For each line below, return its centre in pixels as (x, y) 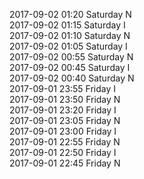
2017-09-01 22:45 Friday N (65, 163)
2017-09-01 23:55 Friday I (63, 88)
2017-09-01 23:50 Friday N (65, 99)
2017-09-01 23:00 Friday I (63, 131)
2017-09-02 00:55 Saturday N (71, 57)
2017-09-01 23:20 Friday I (63, 110)
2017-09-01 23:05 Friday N (65, 120)
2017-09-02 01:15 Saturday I (67, 25)
